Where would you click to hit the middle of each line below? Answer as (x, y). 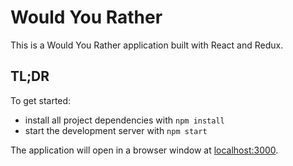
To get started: (41, 100)
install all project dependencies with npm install (124, 120)
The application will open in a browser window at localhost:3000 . (144, 150)
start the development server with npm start (116, 130)
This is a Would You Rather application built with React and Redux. (147, 45)
